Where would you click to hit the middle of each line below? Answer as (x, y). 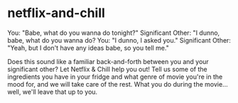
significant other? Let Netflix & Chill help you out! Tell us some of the (107, 69)
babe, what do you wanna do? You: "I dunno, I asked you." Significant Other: (119, 40)
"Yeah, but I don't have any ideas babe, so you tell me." (88, 48)
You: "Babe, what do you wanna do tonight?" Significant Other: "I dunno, (114, 33)
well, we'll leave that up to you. (53, 92)
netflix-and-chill (56, 13)
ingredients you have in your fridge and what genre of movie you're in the (115, 77)
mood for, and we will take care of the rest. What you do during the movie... (118, 84)
